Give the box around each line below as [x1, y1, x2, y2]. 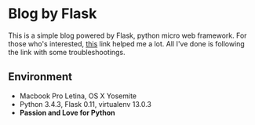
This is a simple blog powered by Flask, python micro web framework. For [8, 31, 247, 40]
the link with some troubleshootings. [8, 47, 126, 57]
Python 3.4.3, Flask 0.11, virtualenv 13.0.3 [19, 99, 151, 108]
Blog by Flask [8, 5, 97, 23]
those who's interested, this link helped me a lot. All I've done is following [8, 39, 245, 48]
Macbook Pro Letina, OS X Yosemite [19, 91, 137, 101]
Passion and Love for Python [19, 108, 115, 117]
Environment [8, 70, 73, 83]
